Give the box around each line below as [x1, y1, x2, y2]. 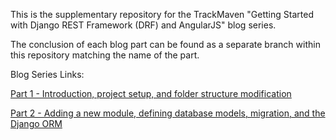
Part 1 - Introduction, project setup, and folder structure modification [10, 88, 292, 99]
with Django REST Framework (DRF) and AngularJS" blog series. [10, 19, 277, 31]
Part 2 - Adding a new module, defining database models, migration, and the [10, 107, 326, 119]
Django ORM [10, 118, 63, 129]
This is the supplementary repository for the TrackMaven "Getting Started [10, 9, 314, 20]
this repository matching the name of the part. [10, 49, 200, 61]
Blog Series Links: [10, 69, 85, 80]
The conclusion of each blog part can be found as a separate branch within [10, 39, 321, 50]
